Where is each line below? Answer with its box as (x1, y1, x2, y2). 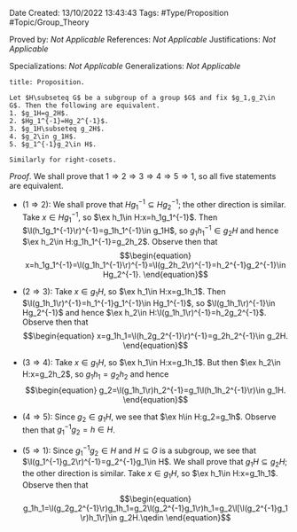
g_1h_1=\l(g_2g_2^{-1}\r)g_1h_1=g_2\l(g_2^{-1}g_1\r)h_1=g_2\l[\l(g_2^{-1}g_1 (23, 503, 288, 513)
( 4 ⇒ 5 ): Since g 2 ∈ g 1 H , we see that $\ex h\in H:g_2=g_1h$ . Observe (21, 411, 277, 424)
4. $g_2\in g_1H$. (9, 132, 77, 141)
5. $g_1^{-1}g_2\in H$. (9, 140, 98, 149)
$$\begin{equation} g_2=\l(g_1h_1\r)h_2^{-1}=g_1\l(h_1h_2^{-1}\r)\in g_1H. (25, 385, 286, 395)
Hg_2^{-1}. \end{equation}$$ (102, 270, 208, 280)
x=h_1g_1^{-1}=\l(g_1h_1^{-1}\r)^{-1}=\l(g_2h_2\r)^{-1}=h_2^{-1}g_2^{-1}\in (25, 260, 286, 270)
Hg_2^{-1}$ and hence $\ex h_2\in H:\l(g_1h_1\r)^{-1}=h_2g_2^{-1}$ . (21, 308, 267, 318)
